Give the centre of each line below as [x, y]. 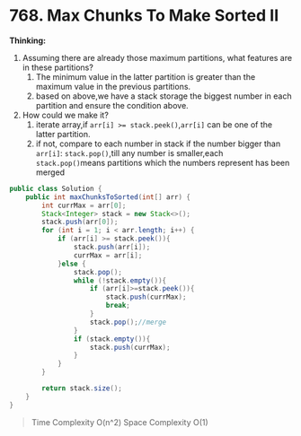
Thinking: [28, 40]
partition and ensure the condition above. [112, 105]
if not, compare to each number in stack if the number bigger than [158, 144]
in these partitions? [58, 67]
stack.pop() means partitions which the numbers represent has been [163, 162]
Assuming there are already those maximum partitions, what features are [157, 57]
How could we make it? [66, 115]
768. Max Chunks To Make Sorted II [144, 16]
